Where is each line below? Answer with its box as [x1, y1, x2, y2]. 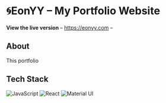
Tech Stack [6, 74, 49, 84]
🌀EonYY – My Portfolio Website [6, 4, 161, 18]
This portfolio [6, 57, 39, 64]
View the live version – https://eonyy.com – [6, 24, 113, 31]
